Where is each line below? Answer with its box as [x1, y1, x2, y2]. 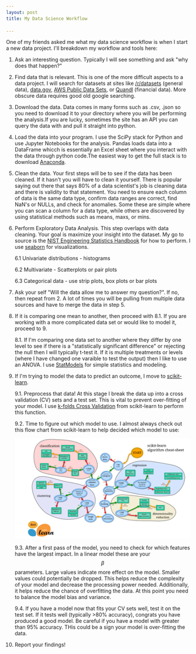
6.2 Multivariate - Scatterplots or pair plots [14, 266, 117, 273]
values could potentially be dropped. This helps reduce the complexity [14, 575, 185, 582]
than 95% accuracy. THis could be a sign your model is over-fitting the [14, 624, 185, 631]
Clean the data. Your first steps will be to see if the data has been [14, 170, 173, 177]
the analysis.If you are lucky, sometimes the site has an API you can [14, 116, 178, 123]
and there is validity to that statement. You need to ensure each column [14, 189, 187, 196]
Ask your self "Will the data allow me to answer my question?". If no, [14, 289, 180, 296]
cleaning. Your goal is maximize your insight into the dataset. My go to [14, 231, 184, 238]
